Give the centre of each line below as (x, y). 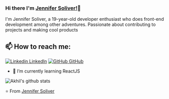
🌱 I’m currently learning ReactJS (46, 71)
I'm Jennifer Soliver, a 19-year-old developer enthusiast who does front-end (84, 19)
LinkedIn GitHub (56, 61)
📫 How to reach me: (38, 46)
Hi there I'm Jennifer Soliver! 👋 (43, 8)
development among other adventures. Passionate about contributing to (80, 24)
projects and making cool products (42, 30)
